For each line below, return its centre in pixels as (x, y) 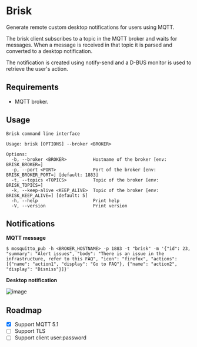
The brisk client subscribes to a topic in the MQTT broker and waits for (92, 38)
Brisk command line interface (43, 134)
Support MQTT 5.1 (36, 325)
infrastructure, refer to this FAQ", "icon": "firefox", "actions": (92, 259)
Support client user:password (51, 338)
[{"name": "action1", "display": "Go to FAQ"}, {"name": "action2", (92, 264)
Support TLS (30, 331)
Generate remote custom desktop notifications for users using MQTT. (90, 27)
